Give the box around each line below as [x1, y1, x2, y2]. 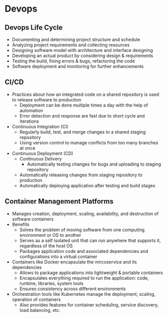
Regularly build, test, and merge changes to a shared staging [19, 129, 146, 135]
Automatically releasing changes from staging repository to [19, 172, 143, 178]
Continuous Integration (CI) [12, 123, 69, 129]
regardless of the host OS [19, 243, 73, 249]
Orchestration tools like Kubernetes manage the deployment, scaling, [12, 291, 155, 297]
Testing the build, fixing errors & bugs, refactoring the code [12, 58, 135, 64]
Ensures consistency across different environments [19, 286, 126, 292]
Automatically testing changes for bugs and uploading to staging [27, 161, 161, 167]
